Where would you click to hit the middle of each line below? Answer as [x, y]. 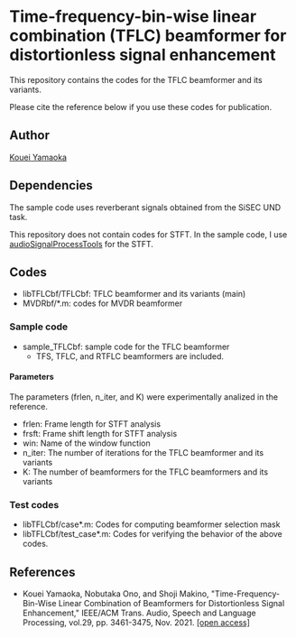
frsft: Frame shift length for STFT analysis [100, 433]
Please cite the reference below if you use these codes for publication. [141, 106]
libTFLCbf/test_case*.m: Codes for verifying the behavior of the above [152, 534]
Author [29, 136]
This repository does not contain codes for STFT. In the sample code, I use [148, 234]
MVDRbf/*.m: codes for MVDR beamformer [102, 303]
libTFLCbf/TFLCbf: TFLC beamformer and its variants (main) [134, 294]
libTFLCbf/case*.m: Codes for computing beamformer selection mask [151, 524]
